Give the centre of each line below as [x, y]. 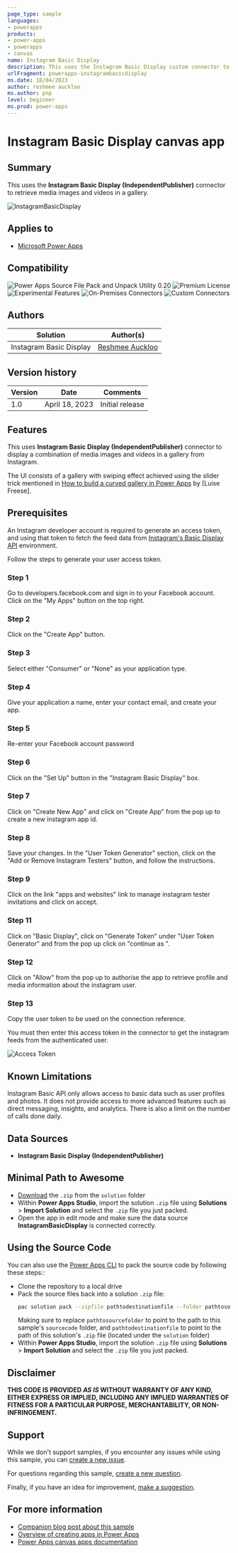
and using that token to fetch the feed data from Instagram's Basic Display [116, 538]
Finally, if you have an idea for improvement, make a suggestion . [101, 1488]
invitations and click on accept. [53, 902]
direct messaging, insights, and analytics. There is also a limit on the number [119, 1109]
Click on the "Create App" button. [56, 634]
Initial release [123, 405]
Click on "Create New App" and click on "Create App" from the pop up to [114, 811]
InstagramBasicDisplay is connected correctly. [87, 1225]
